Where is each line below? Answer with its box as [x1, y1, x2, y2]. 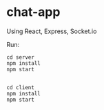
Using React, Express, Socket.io [6, 27, 97, 35]
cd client [6, 84, 35, 91]
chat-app [6, 4, 61, 20]
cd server [6, 53, 35, 61]
